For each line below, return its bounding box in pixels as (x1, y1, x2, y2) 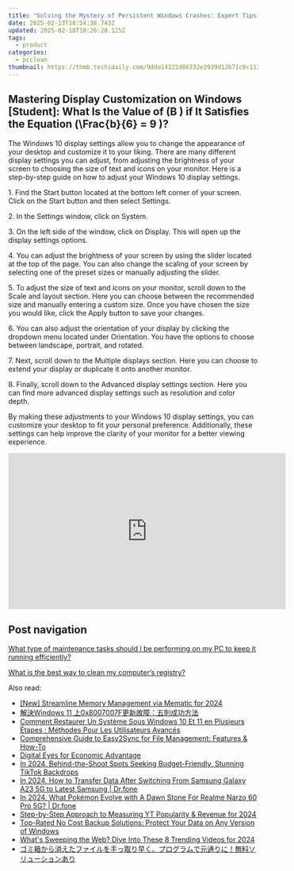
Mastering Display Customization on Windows (8, 93, 242, 106)
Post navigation (8, 623, 87, 636)
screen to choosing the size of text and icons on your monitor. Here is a (8, 163, 242, 173)
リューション (19, 854, 62, 864)
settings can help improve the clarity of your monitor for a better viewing (8, 428, 246, 438)
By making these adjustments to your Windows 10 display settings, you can (8, 412, 254, 421)
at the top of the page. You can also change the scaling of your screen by (8, 259, 248, 268)
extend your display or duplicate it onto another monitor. (8, 364, 192, 374)
